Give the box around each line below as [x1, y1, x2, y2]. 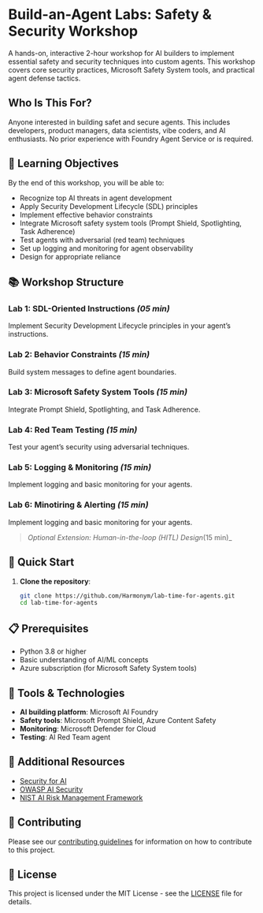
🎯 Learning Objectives [8, 157, 120, 170]
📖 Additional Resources [8, 755, 125, 769]
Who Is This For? [8, 96, 92, 110]
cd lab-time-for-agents [19, 599, 98, 607]
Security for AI [19, 776, 67, 785]
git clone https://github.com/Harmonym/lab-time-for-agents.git [19, 591, 235, 600]
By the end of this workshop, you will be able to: [8, 177, 165, 187]
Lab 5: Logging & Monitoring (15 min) [8, 462, 152, 473]
